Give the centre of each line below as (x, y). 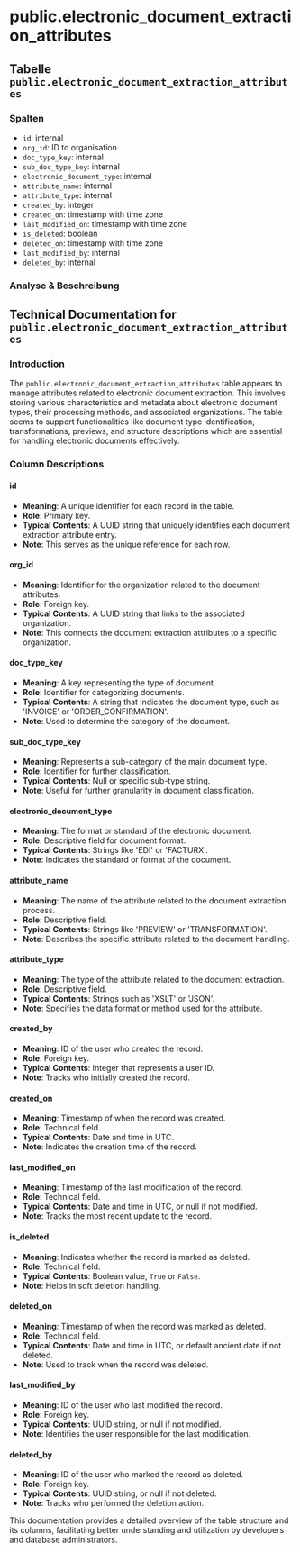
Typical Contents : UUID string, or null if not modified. (122, 1424)
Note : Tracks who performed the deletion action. (113, 1503)
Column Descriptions (57, 464)
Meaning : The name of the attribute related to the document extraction (154, 900)
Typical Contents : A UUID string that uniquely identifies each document (156, 525)
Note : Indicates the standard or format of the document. (127, 860)
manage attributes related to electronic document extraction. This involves (147, 393)
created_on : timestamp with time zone (93, 214)
